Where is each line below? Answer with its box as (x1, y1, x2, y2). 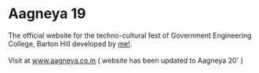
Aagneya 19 (8, 5, 86, 23)
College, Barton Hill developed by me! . (8, 38, 133, 48)
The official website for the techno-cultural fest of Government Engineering (8, 31, 252, 40)
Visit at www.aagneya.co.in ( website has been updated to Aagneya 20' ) (8, 56, 243, 65)
